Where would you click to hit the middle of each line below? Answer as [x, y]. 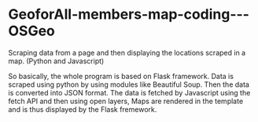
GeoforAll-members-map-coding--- [129, 14]
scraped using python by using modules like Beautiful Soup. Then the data [129, 84]
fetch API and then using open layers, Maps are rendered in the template [126, 101]
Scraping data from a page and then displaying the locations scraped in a [127, 52]
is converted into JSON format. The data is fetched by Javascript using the [129, 92]
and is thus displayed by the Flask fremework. [83, 109]
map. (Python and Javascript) [56, 61]
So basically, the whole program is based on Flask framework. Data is [121, 76]
